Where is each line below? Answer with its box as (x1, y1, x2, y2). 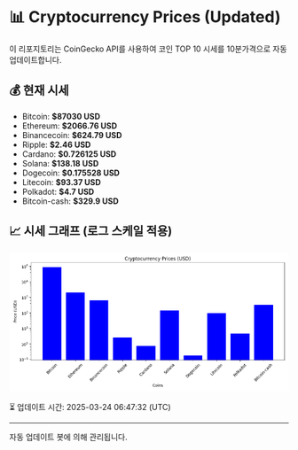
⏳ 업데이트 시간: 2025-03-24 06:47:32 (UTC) (9, 401, 171, 412)
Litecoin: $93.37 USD (21, 176, 102, 187)
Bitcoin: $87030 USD (21, 111, 100, 121)
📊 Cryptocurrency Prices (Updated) (9, 7, 281, 27)
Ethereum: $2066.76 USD (21, 120, 118, 131)
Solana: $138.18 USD (21, 158, 99, 168)
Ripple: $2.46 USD (21, 139, 91, 150)
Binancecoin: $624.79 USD (21, 129, 122, 140)
